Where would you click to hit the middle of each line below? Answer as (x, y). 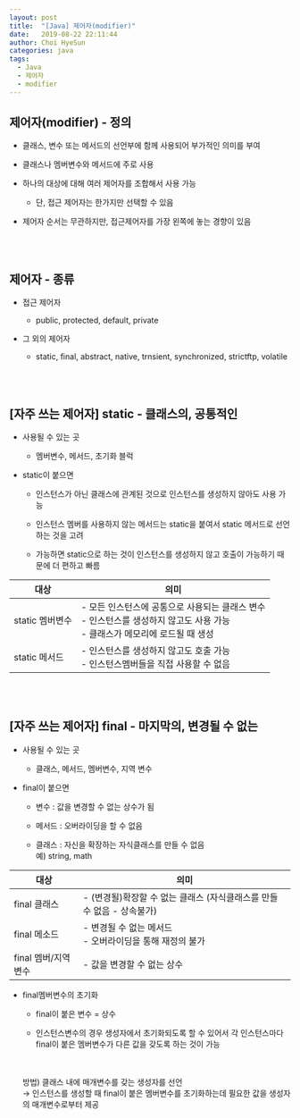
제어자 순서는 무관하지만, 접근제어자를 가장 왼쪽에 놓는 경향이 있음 (137, 222)
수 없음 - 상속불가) (120, 911)
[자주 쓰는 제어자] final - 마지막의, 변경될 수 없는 (134, 726)
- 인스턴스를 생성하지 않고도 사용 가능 (155, 620)
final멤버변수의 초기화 (60, 995)
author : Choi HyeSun (48, 42)
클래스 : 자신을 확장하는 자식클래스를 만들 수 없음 (120, 845)
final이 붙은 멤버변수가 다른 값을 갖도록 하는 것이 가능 (128, 1044)
